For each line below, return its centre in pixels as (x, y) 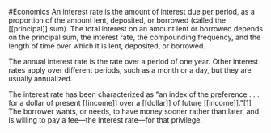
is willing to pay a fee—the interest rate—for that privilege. (106, 120)
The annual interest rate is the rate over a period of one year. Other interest (133, 61)
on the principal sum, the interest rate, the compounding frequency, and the (135, 37)
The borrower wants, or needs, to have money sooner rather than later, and (134, 111)
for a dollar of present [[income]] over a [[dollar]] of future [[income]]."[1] (130, 103)
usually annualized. (40, 79)
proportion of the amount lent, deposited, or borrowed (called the (117, 20)
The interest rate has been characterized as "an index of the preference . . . (134, 94)
